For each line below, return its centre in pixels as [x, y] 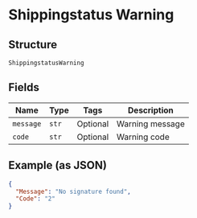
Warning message [150, 124]
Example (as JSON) [57, 165]
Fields [24, 87]
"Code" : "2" [36, 199]
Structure [33, 45]
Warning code [143, 137]
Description [151, 110]
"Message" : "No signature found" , [73, 191]
